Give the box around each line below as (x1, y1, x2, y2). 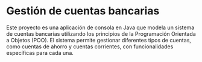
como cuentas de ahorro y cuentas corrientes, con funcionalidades (6, 43, 174, 50)
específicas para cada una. (6, 49, 74, 56)
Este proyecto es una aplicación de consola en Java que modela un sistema (6, 24, 195, 31)
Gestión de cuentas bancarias (6, 4, 160, 18)
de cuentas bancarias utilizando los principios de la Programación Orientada (6, 30, 196, 37)
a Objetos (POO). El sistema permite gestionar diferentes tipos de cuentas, (6, 36, 192, 44)
